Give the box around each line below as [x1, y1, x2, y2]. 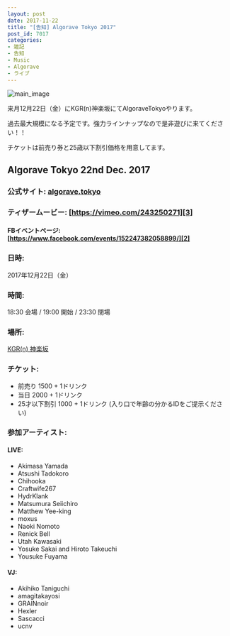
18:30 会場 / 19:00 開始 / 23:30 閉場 [7, 307, 111, 316]
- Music [7, 57, 30, 64]
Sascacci [17, 614, 45, 623]
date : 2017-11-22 [7, 17, 59, 24]
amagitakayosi [17, 591, 60, 600]
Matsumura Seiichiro [17, 499, 79, 508]
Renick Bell [17, 530, 51, 538]
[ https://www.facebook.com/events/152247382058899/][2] [7, 234, 190, 243]
